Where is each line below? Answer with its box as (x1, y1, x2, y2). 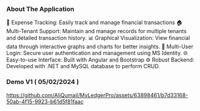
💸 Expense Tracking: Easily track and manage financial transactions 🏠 (6, 19, 183, 26)
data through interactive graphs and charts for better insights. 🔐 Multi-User (6, 43, 194, 50)
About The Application (6, 5, 75, 13)
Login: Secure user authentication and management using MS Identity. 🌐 (6, 49, 188, 57)
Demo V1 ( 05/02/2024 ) (6, 78, 79, 86)
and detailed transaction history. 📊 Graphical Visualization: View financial (6, 34, 190, 42)
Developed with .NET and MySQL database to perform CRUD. (6, 63, 161, 70)
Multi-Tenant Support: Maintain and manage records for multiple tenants (6, 28, 187, 35)
